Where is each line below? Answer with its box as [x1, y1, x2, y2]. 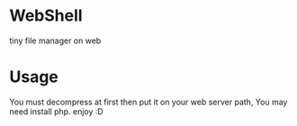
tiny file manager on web [9, 35, 102, 46]
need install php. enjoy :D [9, 105, 103, 117]
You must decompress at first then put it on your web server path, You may [9, 96, 288, 107]
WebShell [9, 5, 83, 26]
